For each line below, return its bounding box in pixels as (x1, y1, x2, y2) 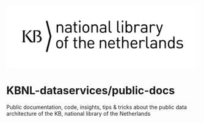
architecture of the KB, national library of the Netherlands (6, 110, 151, 118)
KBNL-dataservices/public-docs (6, 83, 175, 97)
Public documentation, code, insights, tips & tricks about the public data (6, 104, 188, 111)
